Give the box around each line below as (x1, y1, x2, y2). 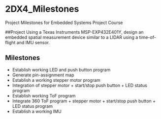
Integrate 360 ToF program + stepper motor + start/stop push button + (12, 98, 156, 104)
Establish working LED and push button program (12, 67, 111, 72)
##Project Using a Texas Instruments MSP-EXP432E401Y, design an (5, 29, 144, 35)
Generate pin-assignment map (12, 72, 74, 78)
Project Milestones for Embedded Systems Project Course (5, 20, 123, 25)
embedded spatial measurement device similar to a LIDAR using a (5, 34, 138, 40)
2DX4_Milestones (5, 3, 79, 15)
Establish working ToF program (12, 93, 76, 98)
